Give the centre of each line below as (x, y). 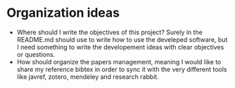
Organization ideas (63, 13)
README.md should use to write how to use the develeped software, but (122, 39)
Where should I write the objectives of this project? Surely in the (110, 32)
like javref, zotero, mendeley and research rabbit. (88, 76)
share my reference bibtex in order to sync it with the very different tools (122, 69)
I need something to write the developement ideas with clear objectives (120, 47)
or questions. (36, 54)
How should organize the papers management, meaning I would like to (119, 61)
